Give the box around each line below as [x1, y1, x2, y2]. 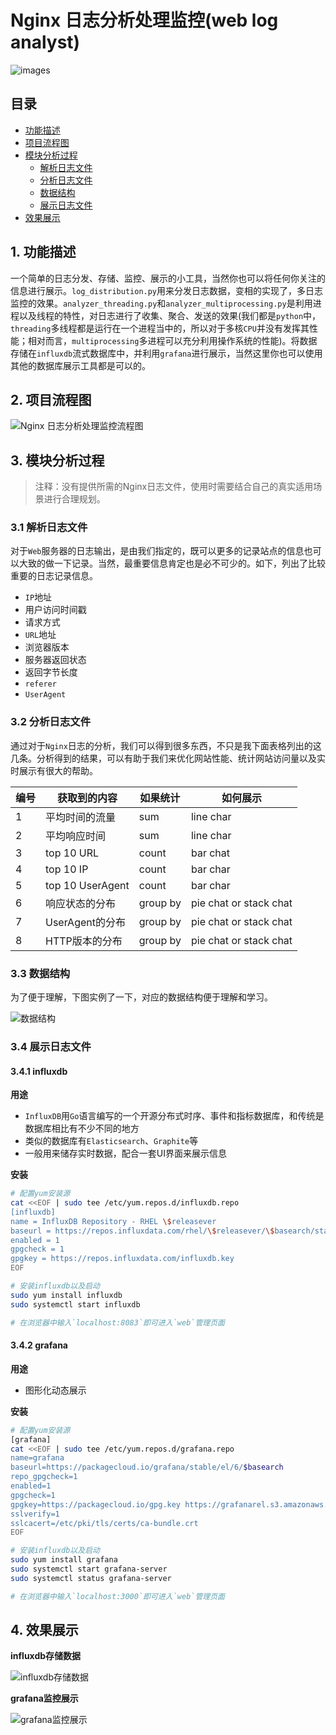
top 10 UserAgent [45, 878, 130, 892]
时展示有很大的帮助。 [10, 764, 98, 776]
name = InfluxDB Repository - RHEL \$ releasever [10, 1216, 217, 1226]
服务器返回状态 [24, 654, 87, 666]
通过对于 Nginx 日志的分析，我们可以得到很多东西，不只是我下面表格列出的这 [10, 739, 322, 751]
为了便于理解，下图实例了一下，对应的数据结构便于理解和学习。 [10, 991, 273, 1003]
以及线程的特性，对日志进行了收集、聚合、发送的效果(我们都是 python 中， [18, 309, 322, 321]
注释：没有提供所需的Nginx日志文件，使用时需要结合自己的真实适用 [34, 481, 314, 493]
